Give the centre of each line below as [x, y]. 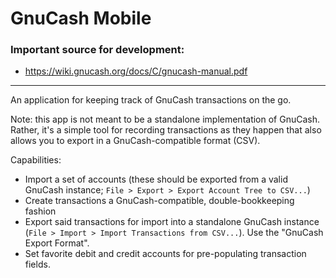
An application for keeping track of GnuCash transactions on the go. [151, 100]
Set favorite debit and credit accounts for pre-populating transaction [165, 254]
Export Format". [57, 243]
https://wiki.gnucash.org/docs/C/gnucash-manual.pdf [136, 71]
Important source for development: [97, 50]
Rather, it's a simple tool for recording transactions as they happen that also [166, 130]
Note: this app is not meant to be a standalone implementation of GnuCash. [165, 119]
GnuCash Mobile [81, 18]
